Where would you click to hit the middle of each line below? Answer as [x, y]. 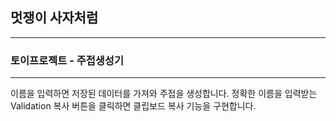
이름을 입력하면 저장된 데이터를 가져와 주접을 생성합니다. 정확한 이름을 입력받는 [164, 94]
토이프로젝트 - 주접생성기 [67, 60]
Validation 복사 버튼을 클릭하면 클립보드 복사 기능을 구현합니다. [133, 106]
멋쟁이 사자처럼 [54, 18]
